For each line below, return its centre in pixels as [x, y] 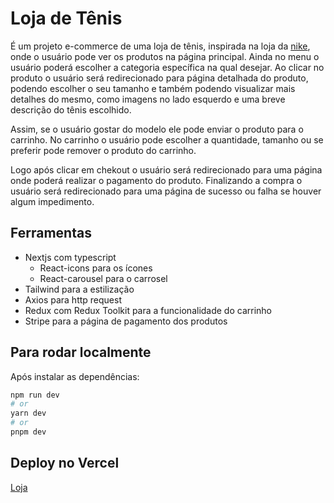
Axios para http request [73, 299]
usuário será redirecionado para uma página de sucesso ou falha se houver [166, 191]
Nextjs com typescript [70, 257]
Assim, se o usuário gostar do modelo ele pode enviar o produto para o [157, 129]
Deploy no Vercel [65, 463]
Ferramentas [51, 233]
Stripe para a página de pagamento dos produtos [126, 321]
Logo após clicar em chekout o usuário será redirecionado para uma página [166, 169]
